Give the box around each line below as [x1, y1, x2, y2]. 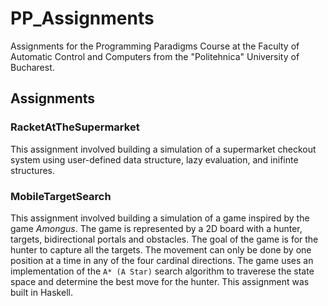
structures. [10, 164, 55, 176]
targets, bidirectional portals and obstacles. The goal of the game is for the [10, 233, 319, 245]
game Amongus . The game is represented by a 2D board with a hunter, [10, 222, 303, 234]
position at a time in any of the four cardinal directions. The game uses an [10, 254, 314, 266]
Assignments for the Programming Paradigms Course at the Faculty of [10, 40, 300, 52]
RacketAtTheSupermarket [10, 120, 140, 134]
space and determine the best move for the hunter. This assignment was [10, 275, 310, 287]
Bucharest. [10, 61, 55, 73]
